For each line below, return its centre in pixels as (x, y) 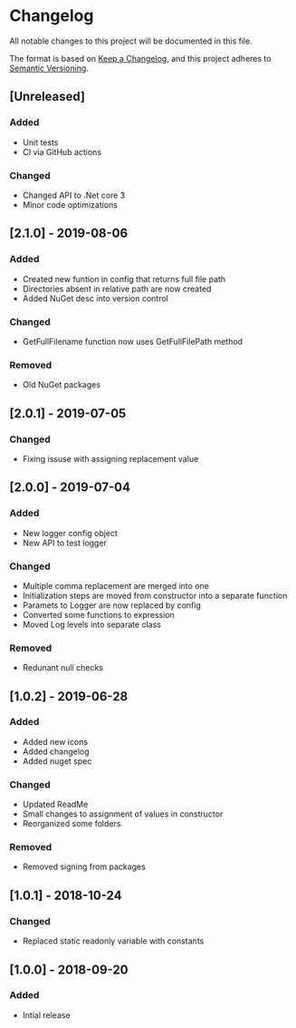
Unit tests (40, 142)
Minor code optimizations (70, 204)
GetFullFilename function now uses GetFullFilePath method (132, 341)
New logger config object (70, 533)
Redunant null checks (63, 668)
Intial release (46, 1015)
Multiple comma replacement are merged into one (116, 585)
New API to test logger (64, 543)
